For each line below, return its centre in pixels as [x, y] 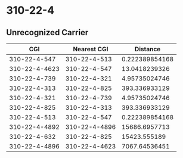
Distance [148, 49]
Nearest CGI [91, 49]
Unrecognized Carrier [47, 32]
